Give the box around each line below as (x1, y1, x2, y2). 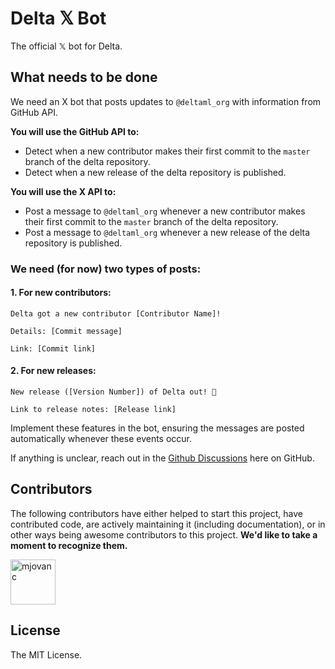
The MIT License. (10, 648, 83, 661)
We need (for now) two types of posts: (10, 262, 202, 276)
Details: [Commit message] (10, 326, 123, 336)
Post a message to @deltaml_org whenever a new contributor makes (24, 205, 306, 217)
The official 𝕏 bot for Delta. (10, 40, 123, 52)
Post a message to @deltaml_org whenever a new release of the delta (24, 226, 311, 238)
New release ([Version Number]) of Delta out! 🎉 (10, 387, 217, 397)
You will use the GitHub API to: (10, 125, 140, 137)
